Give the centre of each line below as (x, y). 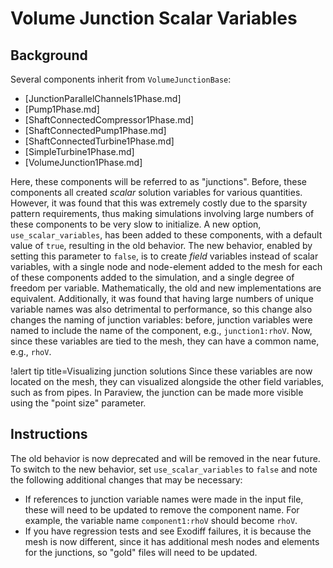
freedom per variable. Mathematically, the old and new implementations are (166, 288)
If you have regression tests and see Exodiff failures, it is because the (168, 531)
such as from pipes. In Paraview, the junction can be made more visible (157, 392)
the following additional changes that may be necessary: (126, 479)
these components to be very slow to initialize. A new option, (136, 224)
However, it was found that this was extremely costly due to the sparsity (159, 203)
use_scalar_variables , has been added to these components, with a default (166, 235)
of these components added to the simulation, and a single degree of (152, 277)
